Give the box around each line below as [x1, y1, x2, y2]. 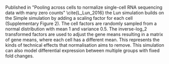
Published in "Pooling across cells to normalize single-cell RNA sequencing [5, 5, 162, 10]
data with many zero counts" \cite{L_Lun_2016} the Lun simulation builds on [5, 10, 164, 16]
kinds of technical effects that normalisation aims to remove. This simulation [5, 42, 164, 48]
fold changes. [5, 53, 34, 59]
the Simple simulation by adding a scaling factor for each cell [5, 15, 133, 21]
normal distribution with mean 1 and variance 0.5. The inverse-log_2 [5, 26, 147, 32]
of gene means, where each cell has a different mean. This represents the [5, 37, 160, 43]
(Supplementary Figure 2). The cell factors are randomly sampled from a [5, 20, 157, 26]
